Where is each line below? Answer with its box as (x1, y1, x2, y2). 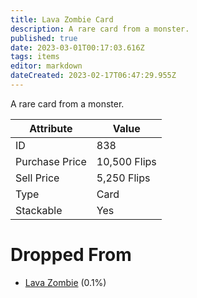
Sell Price (15, 171, 60, 185)
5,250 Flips (96, 171, 151, 185)
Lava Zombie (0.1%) (24, 276, 107, 288)
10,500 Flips (96, 154, 157, 168)
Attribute (29, 121, 73, 135)
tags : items (10, 52, 60, 62)
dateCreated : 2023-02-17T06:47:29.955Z (10, 71, 177, 81)
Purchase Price (15, 154, 87, 168)
